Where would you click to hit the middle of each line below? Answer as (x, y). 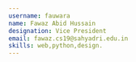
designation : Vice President (57, 31)
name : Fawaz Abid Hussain (52, 23)
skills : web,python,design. (56, 46)
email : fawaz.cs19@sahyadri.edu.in (68, 38)
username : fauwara (39, 16)
